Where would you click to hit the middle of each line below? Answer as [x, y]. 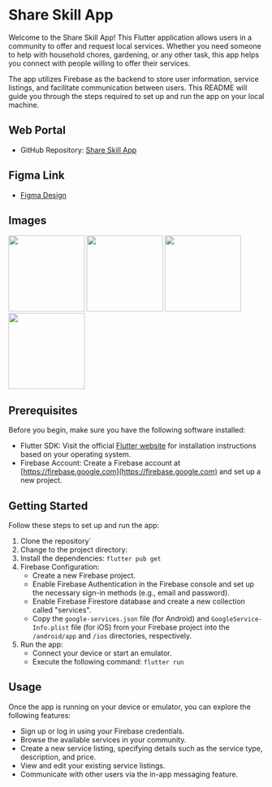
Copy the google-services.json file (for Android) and [121, 619]
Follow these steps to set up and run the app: [84, 525]
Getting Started [48, 506]
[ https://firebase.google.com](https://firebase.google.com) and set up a [140, 471]
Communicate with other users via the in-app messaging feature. [129, 774]
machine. [24, 105]
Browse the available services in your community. [103, 739]
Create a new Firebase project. [84, 575]
